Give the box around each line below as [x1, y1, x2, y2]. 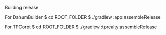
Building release [5, 5, 39, 10]
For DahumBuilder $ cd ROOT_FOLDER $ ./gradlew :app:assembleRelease [5, 14, 161, 20]
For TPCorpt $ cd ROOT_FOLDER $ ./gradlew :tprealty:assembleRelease [5, 24, 157, 30]
